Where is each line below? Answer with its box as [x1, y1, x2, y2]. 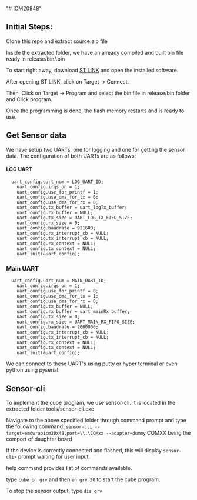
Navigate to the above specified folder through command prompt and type [6, 416, 187, 424]
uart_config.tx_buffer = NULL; [16, 304, 94, 309]
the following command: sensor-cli [6, 423, 92, 430]
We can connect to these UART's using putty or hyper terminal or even [6, 360, 178, 367]
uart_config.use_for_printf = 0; [16, 288, 99, 294]
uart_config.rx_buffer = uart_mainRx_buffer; [16, 309, 131, 315]
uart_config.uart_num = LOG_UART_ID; [11, 179, 104, 185]
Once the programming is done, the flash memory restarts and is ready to [6, 107, 185, 114]
